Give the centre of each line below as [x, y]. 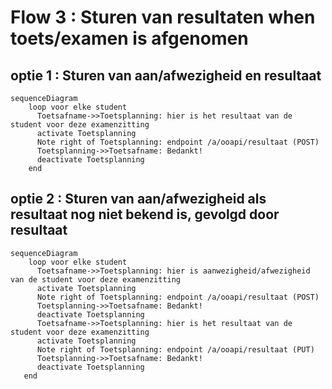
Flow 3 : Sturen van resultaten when [163, 17]
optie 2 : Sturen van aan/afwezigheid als [138, 199]
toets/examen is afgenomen [129, 38]
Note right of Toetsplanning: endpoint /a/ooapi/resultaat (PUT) [175, 349]
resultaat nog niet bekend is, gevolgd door [145, 214]
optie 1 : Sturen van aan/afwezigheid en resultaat [166, 75]
